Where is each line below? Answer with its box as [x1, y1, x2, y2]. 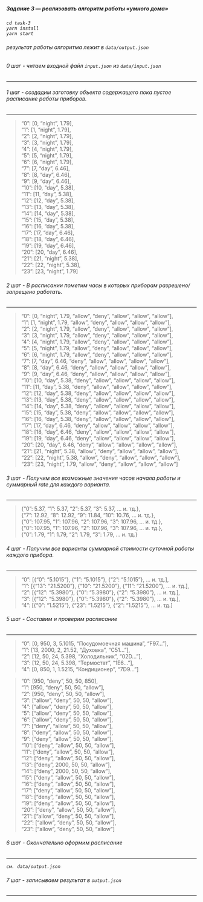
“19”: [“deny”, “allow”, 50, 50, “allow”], [21, 800, 116, 807]
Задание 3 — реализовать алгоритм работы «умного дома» [6, 5, 169, 12]
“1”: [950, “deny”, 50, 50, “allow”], [21, 683, 105, 691]
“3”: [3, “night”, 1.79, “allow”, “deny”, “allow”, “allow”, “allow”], [21, 332, 173, 339]
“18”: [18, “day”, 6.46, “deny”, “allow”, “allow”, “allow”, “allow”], [21, 428, 175, 436]
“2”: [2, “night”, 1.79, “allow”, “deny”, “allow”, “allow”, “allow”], [21, 325, 173, 333]
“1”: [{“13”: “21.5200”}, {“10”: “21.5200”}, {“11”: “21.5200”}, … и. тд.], [21, 582, 189, 589]
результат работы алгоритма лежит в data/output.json [6, 43, 149, 51]
